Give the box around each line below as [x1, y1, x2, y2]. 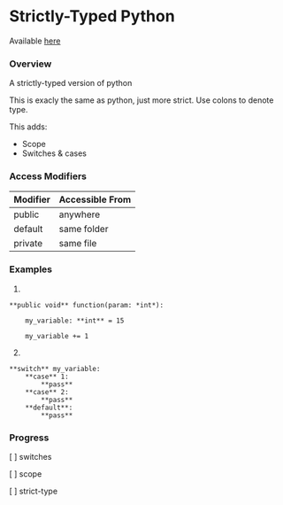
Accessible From [58, 193, 132, 206]
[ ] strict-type [9, 486, 58, 497]
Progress [9, 431, 50, 444]
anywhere [58, 208, 101, 221]
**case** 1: [25, 372, 69, 381]
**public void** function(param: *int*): [9, 300, 164, 309]
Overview [9, 58, 52, 70]
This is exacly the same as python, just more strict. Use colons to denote [9, 95, 274, 105]
